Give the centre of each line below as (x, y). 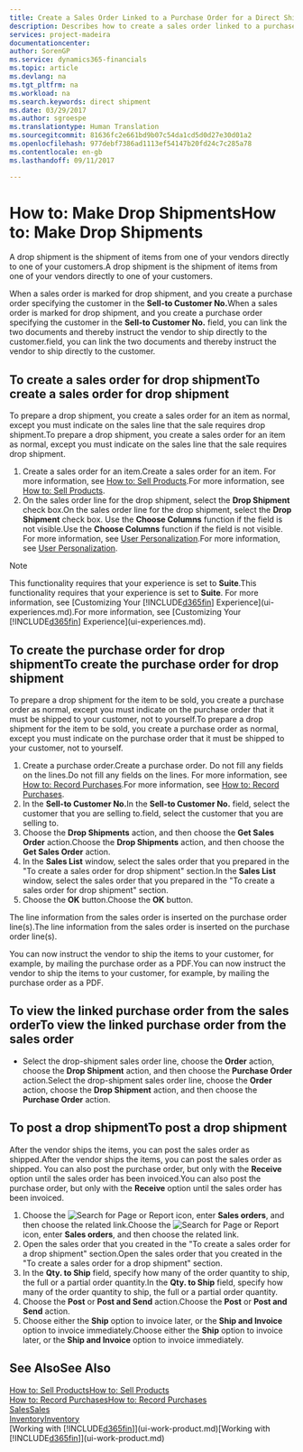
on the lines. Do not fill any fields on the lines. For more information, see (155, 775)
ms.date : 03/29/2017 (48, 110)
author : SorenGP (40, 51)
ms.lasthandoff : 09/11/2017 (62, 160)
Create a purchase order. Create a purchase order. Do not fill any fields (153, 766)
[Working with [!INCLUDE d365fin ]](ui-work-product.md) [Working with (140, 1429)
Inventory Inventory (45, 1419)
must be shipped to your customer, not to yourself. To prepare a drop (137, 720)
